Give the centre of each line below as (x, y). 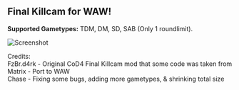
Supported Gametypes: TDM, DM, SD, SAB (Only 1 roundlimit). (100, 28)
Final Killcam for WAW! (60, 12)
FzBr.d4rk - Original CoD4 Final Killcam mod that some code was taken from (120, 64)
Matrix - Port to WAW (39, 71)
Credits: (19, 56)
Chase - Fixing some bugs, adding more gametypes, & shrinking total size (116, 79)
